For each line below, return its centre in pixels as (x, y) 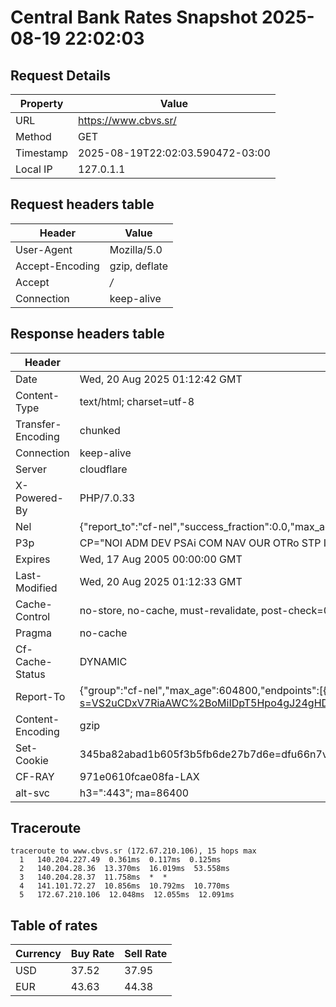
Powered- (39, 498)
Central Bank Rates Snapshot (134, 17)
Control (33, 616)
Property (41, 103)
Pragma (34, 633)
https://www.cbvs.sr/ (127, 120)
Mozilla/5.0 (136, 249)
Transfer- (38, 424)
